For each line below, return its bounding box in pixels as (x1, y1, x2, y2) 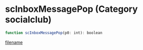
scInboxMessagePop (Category (5, 3, 138, 15)
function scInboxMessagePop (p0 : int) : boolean (5, 30, 103, 35)
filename (5, 39, 23, 45)
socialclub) (5, 14, 52, 25)
